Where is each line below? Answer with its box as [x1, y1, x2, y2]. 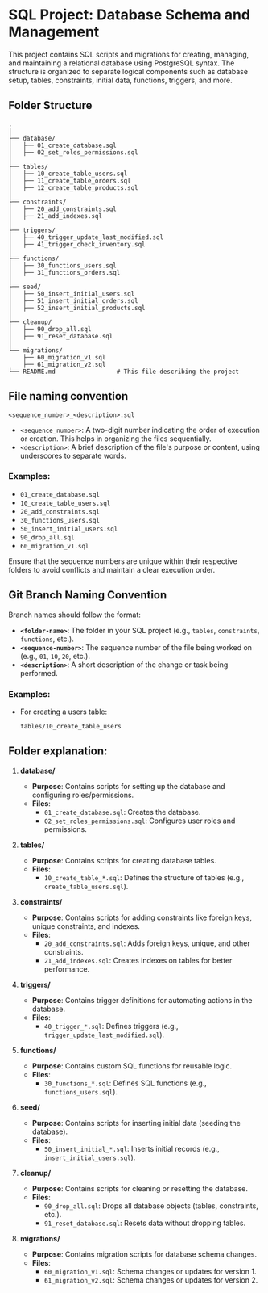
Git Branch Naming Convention [8, 588, 167, 602]
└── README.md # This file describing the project [8, 367, 240, 376]
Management [8, 23, 100, 41]
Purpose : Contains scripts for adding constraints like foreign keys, [31, 913, 252, 922]
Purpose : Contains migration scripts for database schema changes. [31, 1249, 258, 1259]
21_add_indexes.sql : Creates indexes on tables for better [43, 955, 233, 965]
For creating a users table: [19, 707, 107, 716]
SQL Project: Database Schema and [8, 6, 251, 24]
